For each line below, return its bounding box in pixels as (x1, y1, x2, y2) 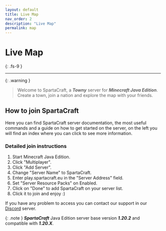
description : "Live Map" (5, 21, 56, 26)
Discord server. (5, 206, 37, 212)
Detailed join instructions (5, 142, 67, 149)
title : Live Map (5, 12, 39, 17)
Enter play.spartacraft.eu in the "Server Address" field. (12, 175, 124, 181)
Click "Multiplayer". (12, 159, 52, 165)
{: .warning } (5, 78, 31, 84)
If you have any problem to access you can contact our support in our (5, 200, 147, 206)
